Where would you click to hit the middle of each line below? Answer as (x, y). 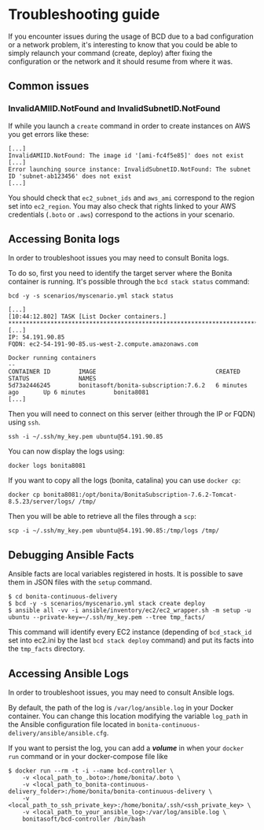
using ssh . (24, 422)
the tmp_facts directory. (47, 649)
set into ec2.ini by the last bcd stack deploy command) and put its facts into (131, 640)
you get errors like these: (49, 134)
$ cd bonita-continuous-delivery (63, 597)
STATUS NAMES (52, 379)
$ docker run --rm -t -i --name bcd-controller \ (91, 771)
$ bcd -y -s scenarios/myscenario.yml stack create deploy (107, 604)
